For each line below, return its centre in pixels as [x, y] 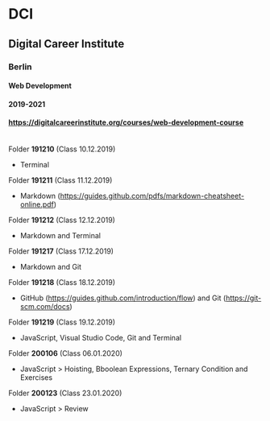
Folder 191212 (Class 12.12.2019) [62, 220]
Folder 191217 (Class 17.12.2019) [61, 251]
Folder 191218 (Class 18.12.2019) [62, 282]
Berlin [20, 67]
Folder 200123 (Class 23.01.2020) [65, 393]
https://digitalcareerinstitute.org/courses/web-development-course [126, 122]
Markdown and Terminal [60, 235]
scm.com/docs [45, 306]
